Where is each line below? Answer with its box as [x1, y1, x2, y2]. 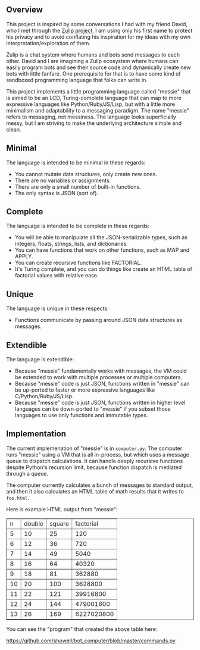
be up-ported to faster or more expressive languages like [14, 386, 155, 393]
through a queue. [6, 470, 49, 477]
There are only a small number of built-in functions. [14, 183, 141, 190]
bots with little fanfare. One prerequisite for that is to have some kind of [6, 70, 181, 77]
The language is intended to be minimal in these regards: [6, 159, 146, 166]
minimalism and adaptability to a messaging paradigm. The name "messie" [6, 107, 189, 114]
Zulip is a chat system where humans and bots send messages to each [6, 51, 180, 58]
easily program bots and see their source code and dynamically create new [6, 64, 192, 71]
